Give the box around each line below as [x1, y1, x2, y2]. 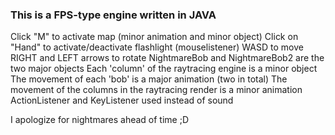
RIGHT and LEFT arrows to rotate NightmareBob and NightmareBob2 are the [10, 52, 325, 64]
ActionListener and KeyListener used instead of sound [10, 94, 234, 107]
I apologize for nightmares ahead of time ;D [10, 114, 190, 126]
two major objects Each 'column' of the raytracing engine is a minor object [10, 63, 318, 75]
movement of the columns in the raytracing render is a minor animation [10, 84, 303, 96]
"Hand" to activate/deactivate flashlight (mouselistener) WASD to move [10, 41, 304, 53]
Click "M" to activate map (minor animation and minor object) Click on [10, 31, 299, 43]
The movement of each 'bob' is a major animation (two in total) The [10, 73, 288, 85]
